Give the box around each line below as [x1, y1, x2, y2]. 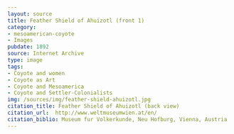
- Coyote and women [7, 69, 65, 77]
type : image [7, 57, 43, 64]
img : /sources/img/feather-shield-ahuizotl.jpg [7, 96, 151, 104]
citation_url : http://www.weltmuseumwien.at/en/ [7, 109, 158, 116]
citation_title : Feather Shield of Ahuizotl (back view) [7, 103, 180, 110]
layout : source [7, 10, 53, 18]
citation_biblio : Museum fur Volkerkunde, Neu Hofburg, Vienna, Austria [7, 116, 228, 123]
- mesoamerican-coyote [7, 30, 75, 38]
